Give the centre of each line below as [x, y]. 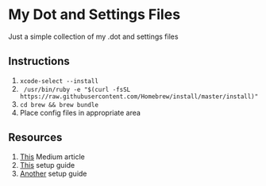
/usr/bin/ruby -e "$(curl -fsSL [77, 89]
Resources [35, 137]
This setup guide [47, 165]
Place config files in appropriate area [80, 112]
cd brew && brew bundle [59, 104]
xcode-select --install [59, 81]
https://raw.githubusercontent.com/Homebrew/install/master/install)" [139, 97]
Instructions [39, 61]
